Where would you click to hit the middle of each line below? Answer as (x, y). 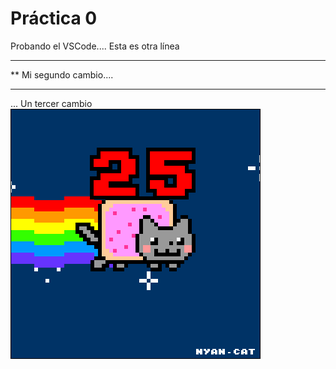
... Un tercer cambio (51, 103)
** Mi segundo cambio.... (62, 74)
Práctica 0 (54, 18)
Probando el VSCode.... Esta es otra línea (95, 46)
